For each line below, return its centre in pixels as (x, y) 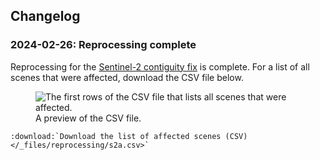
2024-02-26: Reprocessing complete (103, 45)
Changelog (45, 16)
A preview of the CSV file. (88, 118)
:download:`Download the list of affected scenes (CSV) (129, 136)
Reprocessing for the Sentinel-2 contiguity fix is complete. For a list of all (160, 66)
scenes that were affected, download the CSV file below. (127, 77)
